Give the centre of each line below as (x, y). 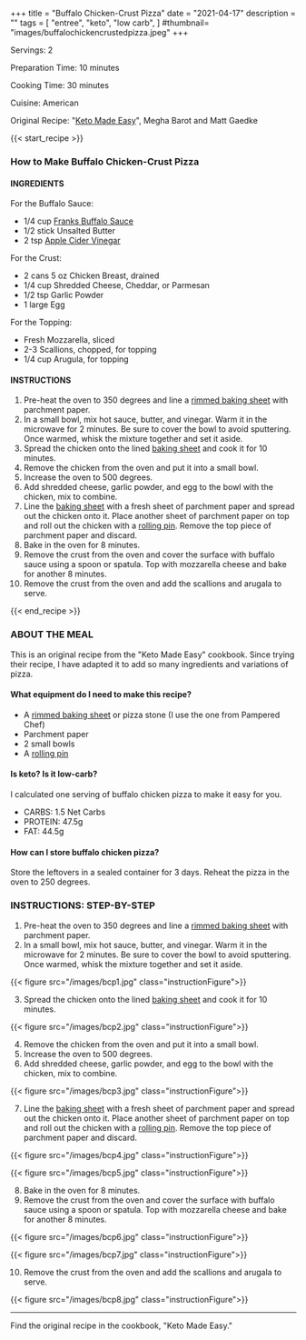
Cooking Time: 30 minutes (60, 85)
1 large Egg (44, 305)
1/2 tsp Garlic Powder (64, 295)
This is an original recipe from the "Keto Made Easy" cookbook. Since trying (153, 655)
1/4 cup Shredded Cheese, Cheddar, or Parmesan (116, 285)
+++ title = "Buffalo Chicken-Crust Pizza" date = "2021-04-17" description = (153, 13)
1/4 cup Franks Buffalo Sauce (79, 221)
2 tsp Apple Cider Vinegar (72, 241)
